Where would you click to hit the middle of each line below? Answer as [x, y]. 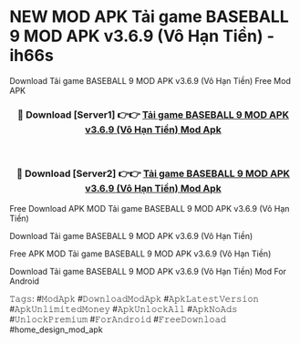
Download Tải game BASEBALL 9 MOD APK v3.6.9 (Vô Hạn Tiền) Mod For [148, 271]
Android [24, 281]
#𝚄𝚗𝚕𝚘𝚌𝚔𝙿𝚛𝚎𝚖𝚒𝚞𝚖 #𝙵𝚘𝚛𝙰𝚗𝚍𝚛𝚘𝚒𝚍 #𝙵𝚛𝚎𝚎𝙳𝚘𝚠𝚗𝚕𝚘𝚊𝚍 [118, 319]
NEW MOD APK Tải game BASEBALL [149, 17]
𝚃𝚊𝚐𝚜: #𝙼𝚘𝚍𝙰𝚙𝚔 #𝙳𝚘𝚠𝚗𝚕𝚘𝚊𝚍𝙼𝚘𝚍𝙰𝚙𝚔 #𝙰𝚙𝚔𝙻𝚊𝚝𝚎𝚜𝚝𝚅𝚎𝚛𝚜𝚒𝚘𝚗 [134, 298]
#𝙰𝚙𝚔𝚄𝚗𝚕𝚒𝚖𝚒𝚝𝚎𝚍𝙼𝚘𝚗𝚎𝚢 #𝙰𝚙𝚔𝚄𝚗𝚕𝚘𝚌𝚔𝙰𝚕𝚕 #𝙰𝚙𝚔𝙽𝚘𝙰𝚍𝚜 [124, 308]
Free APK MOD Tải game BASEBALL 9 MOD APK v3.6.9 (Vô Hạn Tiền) [140, 254]
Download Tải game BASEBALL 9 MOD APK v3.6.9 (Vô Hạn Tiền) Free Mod [150, 80]
